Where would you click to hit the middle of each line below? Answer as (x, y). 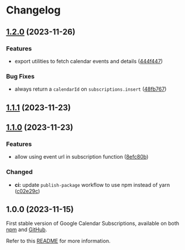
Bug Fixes (20, 76)
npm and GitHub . (27, 230)
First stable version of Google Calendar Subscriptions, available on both (93, 224)
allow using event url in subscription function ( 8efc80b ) (81, 157)
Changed (20, 172)
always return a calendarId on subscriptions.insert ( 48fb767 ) (90, 89)
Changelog (33, 10)
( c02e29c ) (27, 191)
